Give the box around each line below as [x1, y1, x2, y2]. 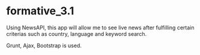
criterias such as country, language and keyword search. [6, 30, 147, 37]
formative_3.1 [6, 4, 74, 18]
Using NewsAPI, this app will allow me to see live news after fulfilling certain [6, 24, 195, 31]
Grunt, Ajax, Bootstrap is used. [6, 42, 82, 49]
